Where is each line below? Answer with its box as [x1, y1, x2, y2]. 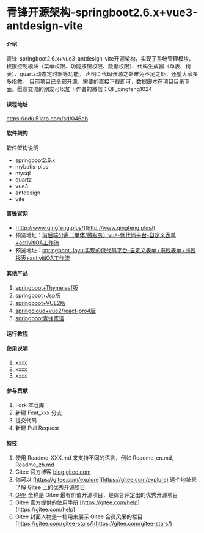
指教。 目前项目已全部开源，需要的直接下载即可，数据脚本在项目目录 [11, 78, 184, 86]
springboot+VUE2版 [15, 300, 66, 307]
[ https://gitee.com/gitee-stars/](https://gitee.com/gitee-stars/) [15, 520, 172, 527]
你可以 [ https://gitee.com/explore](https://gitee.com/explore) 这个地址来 [15, 476, 197, 483]
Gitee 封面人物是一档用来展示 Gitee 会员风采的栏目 [15, 513, 143, 520]
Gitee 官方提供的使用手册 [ [15, 499, 82, 506]
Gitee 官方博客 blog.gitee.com [15, 468, 91, 476]
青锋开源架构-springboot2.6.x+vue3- [6, 6, 198, 20]
